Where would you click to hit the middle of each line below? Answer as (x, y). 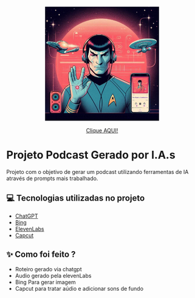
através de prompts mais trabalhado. (52, 178)
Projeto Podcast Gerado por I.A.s (91, 155)
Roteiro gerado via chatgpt (48, 269)
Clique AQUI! (102, 130)
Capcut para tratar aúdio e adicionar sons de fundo (79, 288)
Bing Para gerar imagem (45, 282)
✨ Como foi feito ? (41, 255)
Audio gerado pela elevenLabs (53, 275)
